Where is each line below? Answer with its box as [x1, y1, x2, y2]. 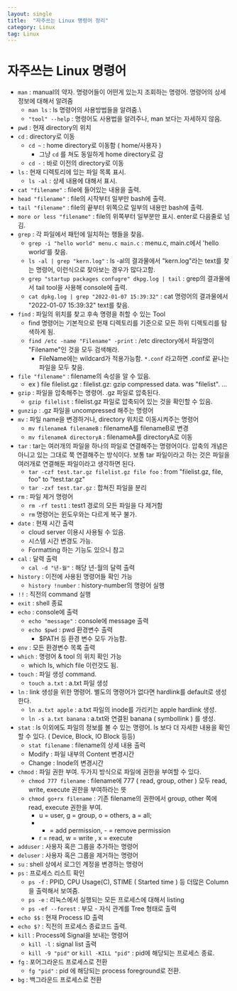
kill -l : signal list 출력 [28, 940, 97, 948]
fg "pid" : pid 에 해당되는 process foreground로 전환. [28, 967, 181, 975]
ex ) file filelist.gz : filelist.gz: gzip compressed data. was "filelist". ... [28, 380, 227, 389]
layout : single [7, 10, 53, 18]
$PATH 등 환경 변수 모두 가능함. [38, 634, 127, 643]
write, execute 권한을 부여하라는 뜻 [28, 786, 127, 794]
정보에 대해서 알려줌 [17, 97, 73, 105]
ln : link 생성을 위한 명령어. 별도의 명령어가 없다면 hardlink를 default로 [17, 688, 214, 696]
